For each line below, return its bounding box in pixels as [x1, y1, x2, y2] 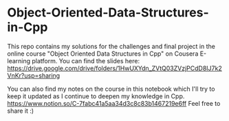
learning [7, 56, 31, 65]
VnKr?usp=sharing [7, 71, 61, 80]
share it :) [7, 107, 34, 115]
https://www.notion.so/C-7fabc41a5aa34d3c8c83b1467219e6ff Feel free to [7, 99, 221, 107]
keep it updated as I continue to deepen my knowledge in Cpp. [7, 91, 185, 100]
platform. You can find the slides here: [32, 56, 140, 65]
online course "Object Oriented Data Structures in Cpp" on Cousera [7, 49, 199, 58]
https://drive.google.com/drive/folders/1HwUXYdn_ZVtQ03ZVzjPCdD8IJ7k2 [7, 64, 222, 72]
